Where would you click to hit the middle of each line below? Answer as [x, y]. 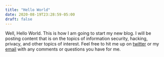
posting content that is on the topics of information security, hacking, [76, 38]
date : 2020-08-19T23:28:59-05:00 [40, 14]
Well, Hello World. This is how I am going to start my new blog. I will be [78, 33]
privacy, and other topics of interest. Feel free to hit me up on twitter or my [82, 44]
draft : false [19, 19]
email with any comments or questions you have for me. [63, 49]
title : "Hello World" [28, 10]
